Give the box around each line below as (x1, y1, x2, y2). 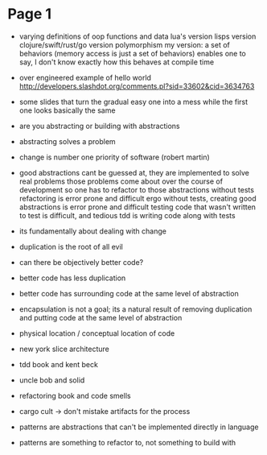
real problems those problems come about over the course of (18, 176, 223, 186)
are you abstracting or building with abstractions (18, 121, 180, 130)
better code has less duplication (18, 273, 126, 283)
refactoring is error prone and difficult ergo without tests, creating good (18, 193, 257, 203)
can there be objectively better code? (18, 257, 144, 267)
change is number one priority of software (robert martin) (18, 152, 210, 162)
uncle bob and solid (18, 375, 85, 385)
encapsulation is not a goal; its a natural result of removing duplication (18, 304, 253, 314)
